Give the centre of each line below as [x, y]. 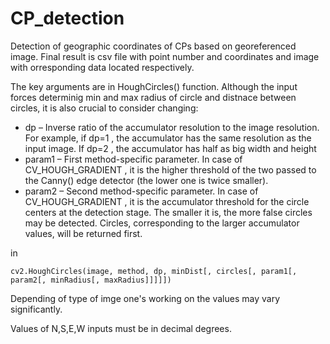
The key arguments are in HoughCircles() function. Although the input [154, 86]
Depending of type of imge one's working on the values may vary [145, 298]
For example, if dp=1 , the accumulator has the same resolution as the [168, 138]
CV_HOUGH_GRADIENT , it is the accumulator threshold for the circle [167, 201]
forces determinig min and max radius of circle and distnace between [153, 97]
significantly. [36, 309]
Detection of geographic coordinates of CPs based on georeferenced [153, 46]
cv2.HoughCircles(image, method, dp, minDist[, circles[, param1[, [154, 271]
